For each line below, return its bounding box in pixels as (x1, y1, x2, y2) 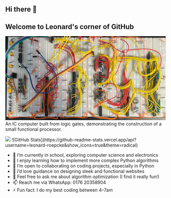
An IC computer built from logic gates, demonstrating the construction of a (5, 121, 162, 127)
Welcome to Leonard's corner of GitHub (5, 22, 134, 31)
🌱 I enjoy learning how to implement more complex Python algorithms (12, 157, 159, 163)
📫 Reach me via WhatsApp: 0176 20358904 (12, 179, 106, 185)
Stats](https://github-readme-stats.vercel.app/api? (30, 136, 136, 143)
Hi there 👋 (5, 5, 37, 14)
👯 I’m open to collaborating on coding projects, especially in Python (12, 162, 154, 168)
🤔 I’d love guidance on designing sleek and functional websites (12, 168, 145, 174)
